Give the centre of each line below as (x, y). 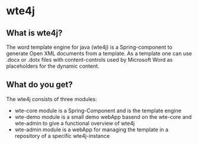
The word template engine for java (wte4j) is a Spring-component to (90, 47)
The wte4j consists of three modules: (52, 99)
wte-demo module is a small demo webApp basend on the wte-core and (103, 116)
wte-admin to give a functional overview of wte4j (75, 123)
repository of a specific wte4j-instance (62, 135)
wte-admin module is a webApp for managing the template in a (92, 130)
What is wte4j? (34, 33)
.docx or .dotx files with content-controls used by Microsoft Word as (90, 60)
